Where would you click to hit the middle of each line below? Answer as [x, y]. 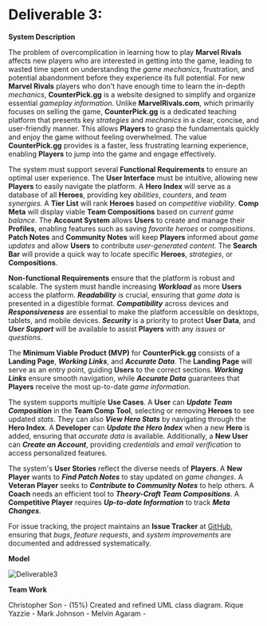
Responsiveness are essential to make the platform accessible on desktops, [134, 312]
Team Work [28, 589]
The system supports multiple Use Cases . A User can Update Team [120, 402]
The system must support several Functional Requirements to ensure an [128, 169]
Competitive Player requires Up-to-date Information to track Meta [119, 502]
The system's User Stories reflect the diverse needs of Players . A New [126, 468]
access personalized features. [58, 453]
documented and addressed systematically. [80, 543]
